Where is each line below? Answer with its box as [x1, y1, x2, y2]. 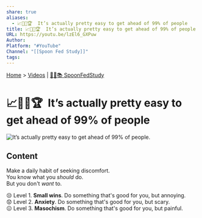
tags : [6, 54, 20, 60]
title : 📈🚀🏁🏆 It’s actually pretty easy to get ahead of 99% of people [6, 26, 196, 32]
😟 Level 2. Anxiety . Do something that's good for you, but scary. [6, 199, 170, 206]
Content [6, 150, 38, 161]
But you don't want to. [6, 180, 62, 188]
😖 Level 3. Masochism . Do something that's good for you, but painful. [6, 205, 184, 212]
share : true [6, 9, 37, 15]
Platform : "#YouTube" [6, 43, 61, 49]
